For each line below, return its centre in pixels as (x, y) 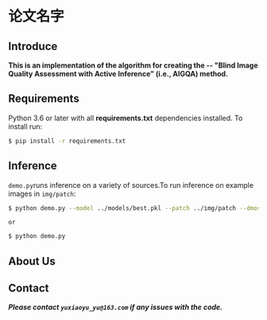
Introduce (33, 46)
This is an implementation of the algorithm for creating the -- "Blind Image (133, 65)
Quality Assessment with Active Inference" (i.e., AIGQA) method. (118, 74)
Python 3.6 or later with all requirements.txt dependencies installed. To (126, 118)
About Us (32, 261)
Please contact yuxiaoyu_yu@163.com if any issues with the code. (116, 307)
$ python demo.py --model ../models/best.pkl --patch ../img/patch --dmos (135, 208)
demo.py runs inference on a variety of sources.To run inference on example (131, 185)
